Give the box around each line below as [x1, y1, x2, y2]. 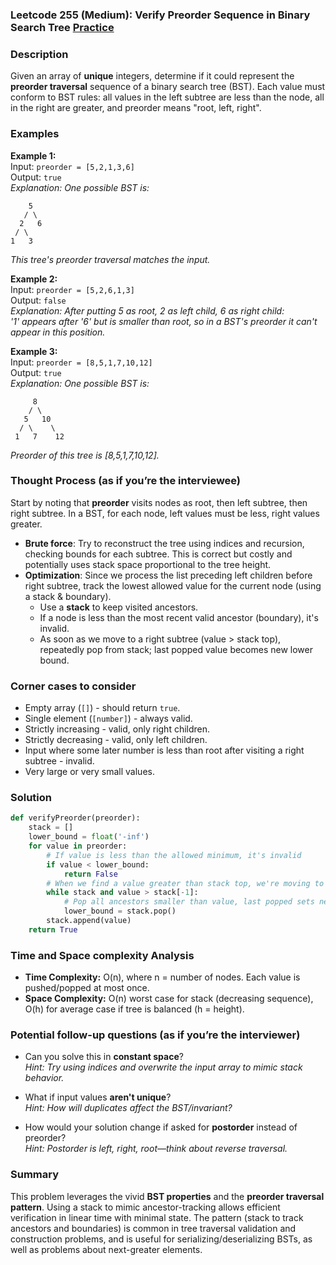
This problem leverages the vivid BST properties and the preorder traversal [10, 1190, 325, 1202]
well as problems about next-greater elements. [10, 1243, 203, 1255]
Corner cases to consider [10, 679, 137, 693]
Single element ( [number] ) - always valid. [24, 713, 193, 725]
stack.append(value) [46, 916, 132, 926]
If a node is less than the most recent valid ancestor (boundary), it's [39, 611, 319, 623]
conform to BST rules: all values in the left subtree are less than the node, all [10, 91, 325, 103]
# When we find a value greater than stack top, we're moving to [46, 878, 325, 888]
